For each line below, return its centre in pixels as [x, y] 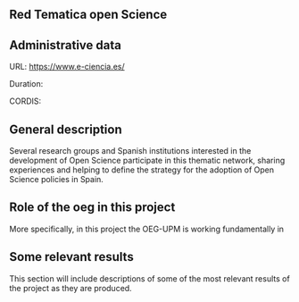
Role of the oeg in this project [92, 208]
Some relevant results [71, 257]
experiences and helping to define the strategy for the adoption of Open [142, 170]
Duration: [26, 84]
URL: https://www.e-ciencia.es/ [67, 67]
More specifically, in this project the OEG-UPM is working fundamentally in [146, 229]
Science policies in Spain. [57, 180]
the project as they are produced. [71, 288]
